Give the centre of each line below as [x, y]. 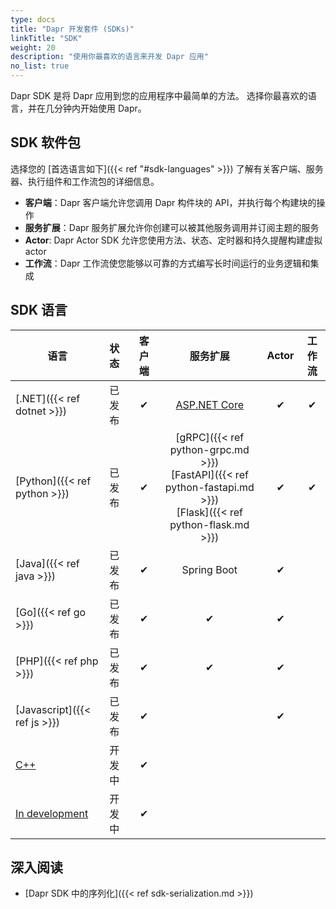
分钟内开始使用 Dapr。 [100, 108]
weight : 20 [33, 47]
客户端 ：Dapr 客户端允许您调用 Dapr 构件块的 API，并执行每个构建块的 [170, 202]
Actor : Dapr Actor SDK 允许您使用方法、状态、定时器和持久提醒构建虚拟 [173, 240]
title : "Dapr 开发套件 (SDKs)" [72, 29]
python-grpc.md [209, 449]
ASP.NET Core [210, 404]
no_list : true [40, 66]
